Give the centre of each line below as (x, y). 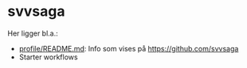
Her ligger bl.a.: (33, 33)
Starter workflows (48, 57)
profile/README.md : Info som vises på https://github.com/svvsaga (129, 48)
